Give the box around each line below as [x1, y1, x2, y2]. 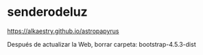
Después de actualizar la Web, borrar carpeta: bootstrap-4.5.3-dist [7, 40, 197, 48]
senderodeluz [7, 4, 88, 20]
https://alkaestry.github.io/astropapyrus [7, 27, 119, 35]
